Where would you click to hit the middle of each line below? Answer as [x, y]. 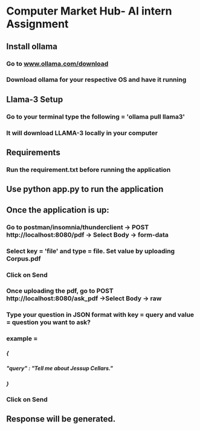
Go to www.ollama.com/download [57, 64]
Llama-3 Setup [35, 99]
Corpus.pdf [24, 259]
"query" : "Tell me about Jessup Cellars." [60, 368]
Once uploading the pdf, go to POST [60, 291]
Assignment [37, 24]
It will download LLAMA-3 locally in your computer [82, 133]
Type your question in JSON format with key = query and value [100, 315]
